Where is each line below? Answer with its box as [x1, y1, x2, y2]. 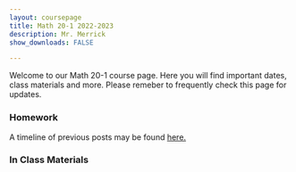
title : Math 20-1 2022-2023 [9, 21, 114, 30]
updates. [9, 89, 42, 100]
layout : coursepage [9, 12, 82, 22]
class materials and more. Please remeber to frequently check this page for [9, 79, 287, 90]
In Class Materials [9, 153, 89, 166]
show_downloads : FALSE [9, 37, 94, 47]
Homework [9, 111, 58, 124]
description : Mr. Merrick [9, 29, 106, 38]
